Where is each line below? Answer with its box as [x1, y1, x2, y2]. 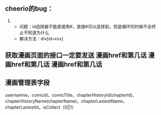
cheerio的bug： [5, 4, 54, 13]
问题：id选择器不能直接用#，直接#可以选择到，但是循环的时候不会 [19, 23, 152, 29]
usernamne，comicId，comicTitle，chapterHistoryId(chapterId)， [5, 92, 137, 98]
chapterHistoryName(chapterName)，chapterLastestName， [5, 99, 128, 104]
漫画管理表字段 [5, 78, 50, 86]
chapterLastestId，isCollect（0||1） [5, 104, 76, 110]
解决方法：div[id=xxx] [19, 35, 64, 41]
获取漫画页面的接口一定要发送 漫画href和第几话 [5, 51, 147, 60]
